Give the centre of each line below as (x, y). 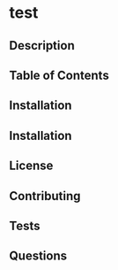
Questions (38, 256)
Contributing (45, 196)
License (31, 166)
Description (42, 46)
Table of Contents (59, 75)
